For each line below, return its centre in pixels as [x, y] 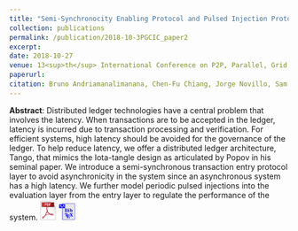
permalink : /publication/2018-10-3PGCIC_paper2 [99, 37]
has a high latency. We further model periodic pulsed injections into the [139, 185]
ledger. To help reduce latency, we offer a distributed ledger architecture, [143, 148]
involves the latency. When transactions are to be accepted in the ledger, [142, 119]
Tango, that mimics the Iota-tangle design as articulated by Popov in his [140, 157]
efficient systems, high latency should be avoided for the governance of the [148, 138]
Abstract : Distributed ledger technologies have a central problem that [137, 110]
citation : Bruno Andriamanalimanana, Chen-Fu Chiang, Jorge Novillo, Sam [149, 84]
